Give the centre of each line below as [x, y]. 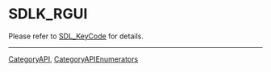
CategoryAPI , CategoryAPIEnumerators [73, 59]
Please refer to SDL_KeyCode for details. [76, 36]
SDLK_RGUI [48, 14]
